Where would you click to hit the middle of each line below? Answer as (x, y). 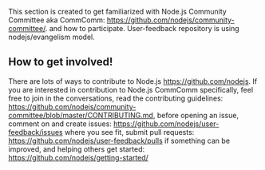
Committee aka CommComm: (57, 20)
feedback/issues (36, 132)
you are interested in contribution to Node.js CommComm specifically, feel (131, 89)
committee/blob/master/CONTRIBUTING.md (81, 115)
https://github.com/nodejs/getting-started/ (79, 157)
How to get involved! (61, 62)
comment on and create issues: (60, 124)
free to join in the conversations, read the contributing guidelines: (116, 98)
